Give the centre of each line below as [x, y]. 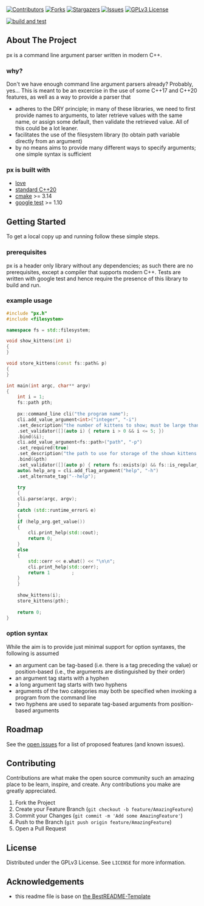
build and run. [24, 285]
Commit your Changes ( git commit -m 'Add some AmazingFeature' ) [99, 816]
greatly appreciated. [32, 791]
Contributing [31, 763]
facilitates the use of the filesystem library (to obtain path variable [97, 135]
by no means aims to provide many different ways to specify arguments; [105, 148]
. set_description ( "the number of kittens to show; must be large [102, 425]
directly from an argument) [49, 141]
